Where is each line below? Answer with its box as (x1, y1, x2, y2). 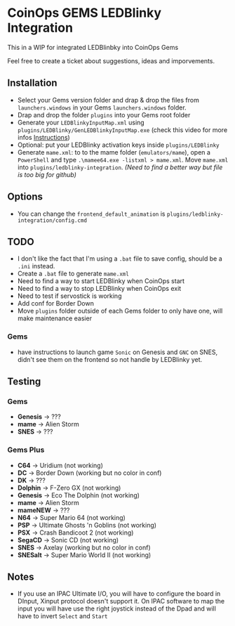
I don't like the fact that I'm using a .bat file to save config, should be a (17, 254, 222, 263)
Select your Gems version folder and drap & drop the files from (17, 96, 200, 104)
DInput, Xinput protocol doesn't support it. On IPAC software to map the (17, 597, 225, 606)
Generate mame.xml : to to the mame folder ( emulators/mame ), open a (17, 148, 210, 156)
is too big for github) (17, 170, 77, 178)
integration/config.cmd (17, 216, 88, 224)
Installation (7, 77, 58, 89)
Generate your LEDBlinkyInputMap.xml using (17, 118, 145, 126)
